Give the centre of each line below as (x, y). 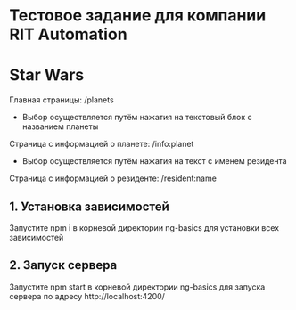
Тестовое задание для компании (138, 16)
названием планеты (60, 126)
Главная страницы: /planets (62, 100)
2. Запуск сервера (63, 265)
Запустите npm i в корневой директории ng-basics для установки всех (144, 227)
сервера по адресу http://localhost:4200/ (87, 296)
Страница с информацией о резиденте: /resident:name (113, 178)
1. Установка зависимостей (89, 206)
